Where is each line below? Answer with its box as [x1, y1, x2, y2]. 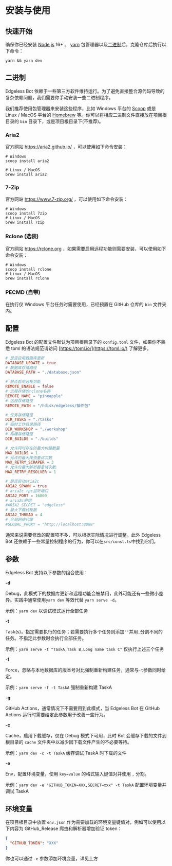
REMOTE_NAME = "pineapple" [5, 393, 63, 399]
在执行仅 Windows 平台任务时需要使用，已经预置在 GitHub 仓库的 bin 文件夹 [5, 302, 167, 307]
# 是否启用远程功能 [5, 379, 41, 384]
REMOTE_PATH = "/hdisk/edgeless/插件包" [5, 403, 91, 408]
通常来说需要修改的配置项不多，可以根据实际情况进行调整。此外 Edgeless [5, 532, 161, 538]
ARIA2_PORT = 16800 [5, 493, 47, 498]
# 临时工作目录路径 [5, 422, 41, 427]
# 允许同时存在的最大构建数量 [5, 446, 60, 451]
